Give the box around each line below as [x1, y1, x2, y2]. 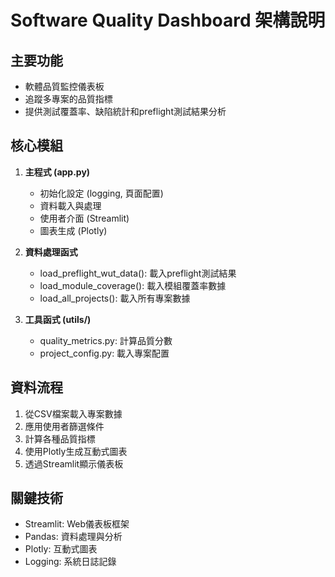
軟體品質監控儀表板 [24, 81, 105, 92]
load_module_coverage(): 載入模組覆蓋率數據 [39, 279, 227, 291]
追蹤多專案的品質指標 [24, 93, 113, 105]
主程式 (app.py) [24, 166, 91, 178]
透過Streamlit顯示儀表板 [24, 457, 124, 470]
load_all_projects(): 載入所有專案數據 [39, 292, 191, 304]
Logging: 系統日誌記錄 [24, 556, 117, 568]
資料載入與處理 [39, 199, 102, 211]
